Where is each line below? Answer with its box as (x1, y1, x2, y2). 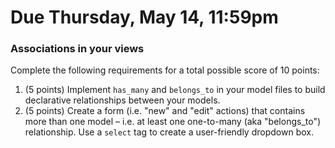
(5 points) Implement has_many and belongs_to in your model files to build (24, 84, 326, 96)
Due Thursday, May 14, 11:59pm (10, 6, 279, 29)
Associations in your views (10, 42, 145, 56)
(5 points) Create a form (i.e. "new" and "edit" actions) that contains (24, 105, 306, 117)
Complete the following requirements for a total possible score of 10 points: (10, 64, 320, 76)
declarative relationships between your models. (24, 94, 221, 106)
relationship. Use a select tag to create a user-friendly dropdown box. (24, 126, 314, 138)
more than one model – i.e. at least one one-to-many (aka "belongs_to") (24, 116, 322, 128)
